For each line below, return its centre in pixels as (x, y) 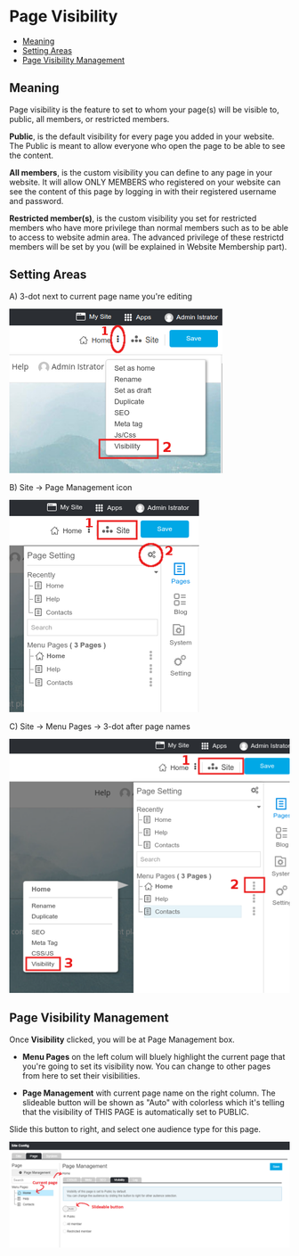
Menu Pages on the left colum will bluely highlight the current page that (154, 1056)
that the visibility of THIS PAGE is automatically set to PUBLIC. (135, 1112)
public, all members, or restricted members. (89, 119)
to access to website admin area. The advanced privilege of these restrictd (147, 237)
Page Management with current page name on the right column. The (149, 1093)
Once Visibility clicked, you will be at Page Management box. (122, 1039)
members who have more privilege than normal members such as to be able (149, 227)
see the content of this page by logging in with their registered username (143, 191)
